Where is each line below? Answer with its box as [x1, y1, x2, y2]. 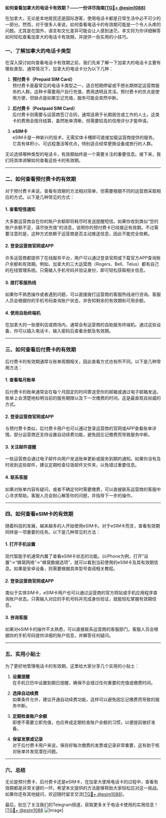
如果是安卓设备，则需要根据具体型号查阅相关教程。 [13, 565, 118, 571]
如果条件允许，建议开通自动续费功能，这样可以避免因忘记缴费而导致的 [12, 696, 156, 702]
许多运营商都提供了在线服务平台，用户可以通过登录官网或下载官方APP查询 [5, 255, 157, 260]
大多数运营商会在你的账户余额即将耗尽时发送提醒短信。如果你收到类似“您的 [5, 218, 159, 224]
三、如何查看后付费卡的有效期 [5, 346, 77, 353]
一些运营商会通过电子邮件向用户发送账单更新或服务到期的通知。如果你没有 [5, 456, 157, 462]
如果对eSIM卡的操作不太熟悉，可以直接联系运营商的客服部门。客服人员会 [5, 626, 154, 632]
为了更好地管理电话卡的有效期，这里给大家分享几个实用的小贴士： [5, 663, 139, 669]
